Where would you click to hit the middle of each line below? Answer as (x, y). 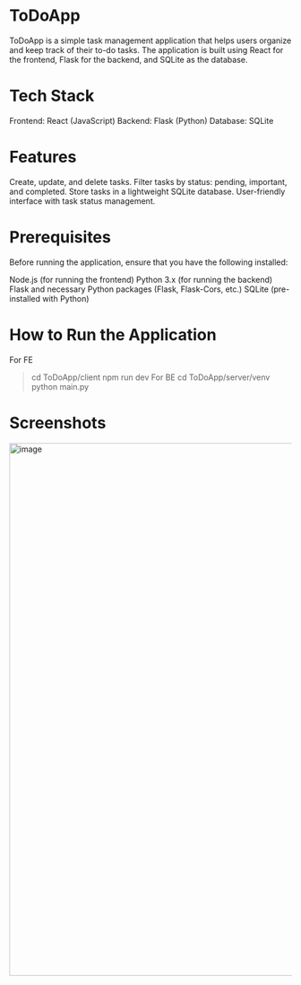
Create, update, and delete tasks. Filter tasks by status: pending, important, (148, 181)
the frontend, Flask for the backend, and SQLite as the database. (129, 59)
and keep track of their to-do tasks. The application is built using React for (146, 49)
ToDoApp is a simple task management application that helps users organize (150, 40)
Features (43, 157)
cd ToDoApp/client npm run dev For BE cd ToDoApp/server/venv (150, 377)
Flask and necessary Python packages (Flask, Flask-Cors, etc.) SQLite (139, 289)
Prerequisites (60, 237)
